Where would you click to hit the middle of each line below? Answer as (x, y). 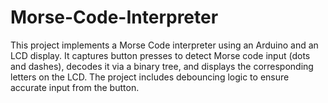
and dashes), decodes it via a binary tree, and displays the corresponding (162, 66)
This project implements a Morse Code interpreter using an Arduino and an (164, 45)
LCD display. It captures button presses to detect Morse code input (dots (160, 55)
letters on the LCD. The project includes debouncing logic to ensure (150, 77)
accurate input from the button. (75, 87)
